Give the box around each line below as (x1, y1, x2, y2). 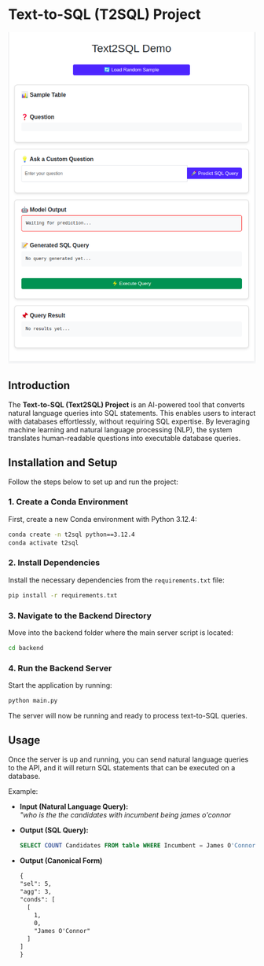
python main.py (8, 697, 58, 705)
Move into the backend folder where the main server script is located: (8, 628, 233, 637)
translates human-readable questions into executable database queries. (8, 433, 241, 443)
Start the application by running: (8, 681, 112, 690)
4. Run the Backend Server (8, 663, 112, 674)
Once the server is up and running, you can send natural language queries (8, 755, 249, 764)
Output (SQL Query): (19, 825, 89, 835)
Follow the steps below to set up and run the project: (8, 477, 179, 487)
